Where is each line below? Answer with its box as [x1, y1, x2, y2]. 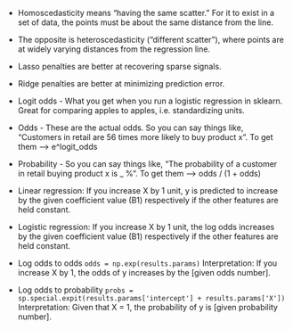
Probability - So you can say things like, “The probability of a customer [17, 159, 278, 169]
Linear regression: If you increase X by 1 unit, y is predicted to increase [17, 186, 279, 195]
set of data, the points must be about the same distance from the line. [17, 17, 274, 28]
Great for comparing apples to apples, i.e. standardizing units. [17, 105, 245, 115]
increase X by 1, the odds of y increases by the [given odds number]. [17, 268, 272, 277]
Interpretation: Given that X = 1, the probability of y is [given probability [17, 302, 279, 312]
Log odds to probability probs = [17, 285, 134, 295]
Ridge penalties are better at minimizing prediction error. [17, 78, 225, 88]
